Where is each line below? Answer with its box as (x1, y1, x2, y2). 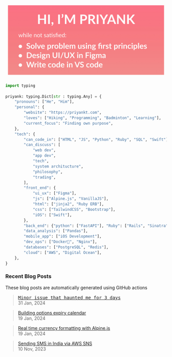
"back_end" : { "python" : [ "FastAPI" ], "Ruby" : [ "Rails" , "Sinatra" (24, 223, 168, 228)
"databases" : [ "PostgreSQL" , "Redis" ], (24, 245, 109, 250)
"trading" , (32, 175, 56, 180)
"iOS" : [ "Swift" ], (32, 212, 72, 218)
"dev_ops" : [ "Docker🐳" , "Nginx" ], (24, 240, 97, 245)
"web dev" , (32, 148, 56, 153)
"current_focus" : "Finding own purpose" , (24, 121, 114, 126)
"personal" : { (14, 105, 45, 110)
